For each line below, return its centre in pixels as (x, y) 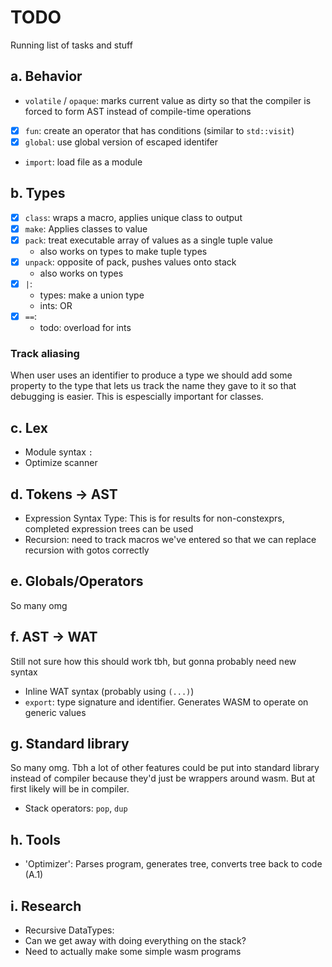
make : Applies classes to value (86, 228)
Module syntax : (58, 452)
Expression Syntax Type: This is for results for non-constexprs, (154, 518)
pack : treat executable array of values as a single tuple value (148, 240)
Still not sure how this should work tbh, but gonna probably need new (153, 661)
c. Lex (29, 427)
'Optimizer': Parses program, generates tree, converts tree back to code (173, 864)
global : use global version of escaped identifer (121, 142)
